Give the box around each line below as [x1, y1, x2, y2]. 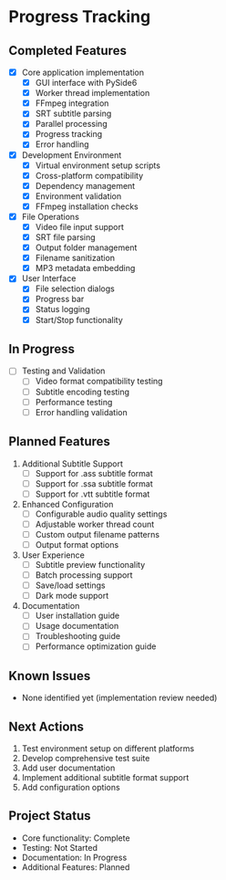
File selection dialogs [35, 283, 115, 294]
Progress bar [35, 294, 85, 305]
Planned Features [8, 434, 111, 449]
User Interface [21, 273, 77, 284]
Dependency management [35, 180, 136, 191]
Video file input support [35, 221, 125, 232]
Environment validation [35, 190, 122, 202]
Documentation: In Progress [21, 852, 128, 863]
